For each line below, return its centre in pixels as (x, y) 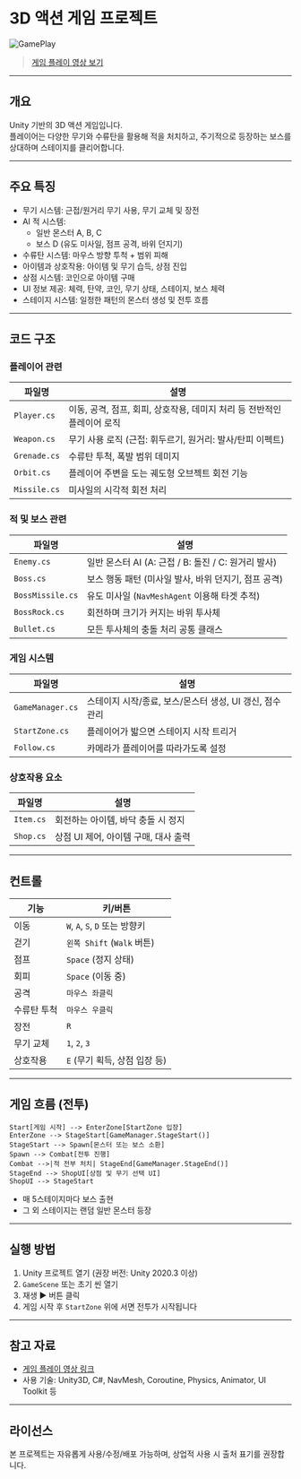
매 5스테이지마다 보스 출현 (68, 1198)
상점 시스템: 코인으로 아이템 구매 (78, 277)
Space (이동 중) (96, 976)
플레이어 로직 (95, 423)
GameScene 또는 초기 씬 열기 (70, 1284)
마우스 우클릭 (90, 1010)
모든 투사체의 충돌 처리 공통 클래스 (155, 629)
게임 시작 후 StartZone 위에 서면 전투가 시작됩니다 (109, 1306)
